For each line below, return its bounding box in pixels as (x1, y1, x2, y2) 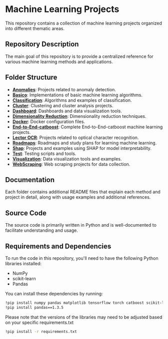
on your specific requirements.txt (5, 319, 74, 325)
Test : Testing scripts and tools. (12, 150, 76, 156)
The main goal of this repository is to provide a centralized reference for (5, 53, 153, 59)
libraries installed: (5, 261, 41, 266)
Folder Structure (5, 73, 57, 82)
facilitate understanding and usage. (5, 227, 78, 234)
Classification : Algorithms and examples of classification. (12, 97, 132, 103)
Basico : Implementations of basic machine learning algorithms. (12, 92, 142, 98)
